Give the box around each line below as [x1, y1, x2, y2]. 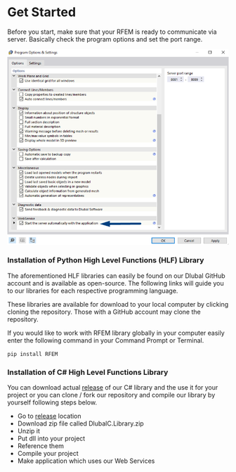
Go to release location [17, 412, 82, 420]
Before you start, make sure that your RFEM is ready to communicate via [7, 27, 217, 36]
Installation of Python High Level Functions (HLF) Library [7, 255, 204, 265]
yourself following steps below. [7, 398, 97, 407]
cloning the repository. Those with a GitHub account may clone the [7, 307, 202, 316]
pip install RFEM [7, 350, 58, 357]
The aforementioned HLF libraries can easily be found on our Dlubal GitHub [7, 272, 226, 280]
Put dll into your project [17, 434, 86, 442]
